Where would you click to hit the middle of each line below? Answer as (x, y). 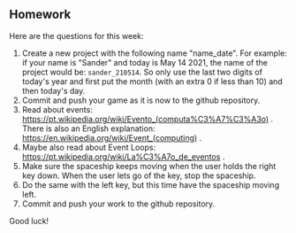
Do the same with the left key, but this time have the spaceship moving (151, 184)
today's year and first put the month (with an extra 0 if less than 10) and (152, 81)
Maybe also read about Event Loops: (89, 147)
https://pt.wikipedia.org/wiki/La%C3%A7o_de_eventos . (123, 156)
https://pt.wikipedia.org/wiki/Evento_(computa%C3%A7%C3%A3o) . (148, 119)
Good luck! (29, 221)
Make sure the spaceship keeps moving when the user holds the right (149, 166)
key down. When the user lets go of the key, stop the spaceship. (139, 175)
